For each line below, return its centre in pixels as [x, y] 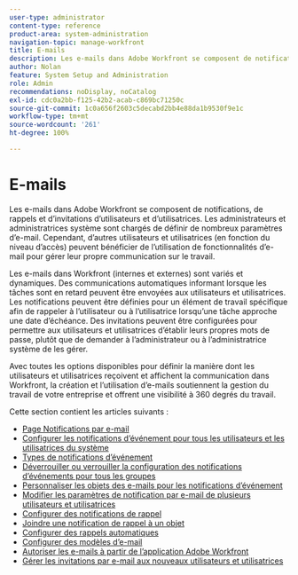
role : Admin [31, 83]
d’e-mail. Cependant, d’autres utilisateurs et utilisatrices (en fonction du [140, 237]
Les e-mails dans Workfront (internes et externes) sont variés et [126, 273]
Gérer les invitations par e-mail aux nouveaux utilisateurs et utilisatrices [153, 561]
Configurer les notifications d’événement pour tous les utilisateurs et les [153, 438]
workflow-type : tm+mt [49, 116]
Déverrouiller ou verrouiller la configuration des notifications [132, 466]
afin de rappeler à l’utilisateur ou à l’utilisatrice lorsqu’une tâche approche [143, 311]
